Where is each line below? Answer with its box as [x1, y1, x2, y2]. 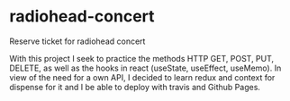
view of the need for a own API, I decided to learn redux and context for [9, 72, 276, 82]
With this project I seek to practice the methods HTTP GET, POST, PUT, [9, 53, 275, 63]
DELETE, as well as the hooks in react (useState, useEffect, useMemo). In [9, 63, 282, 73]
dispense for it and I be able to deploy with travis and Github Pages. [9, 81, 261, 92]
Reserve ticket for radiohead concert [9, 36, 146, 46]
